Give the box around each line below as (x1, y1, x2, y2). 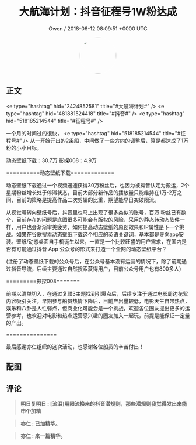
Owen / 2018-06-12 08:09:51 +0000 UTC (48, 25, 148, 32)
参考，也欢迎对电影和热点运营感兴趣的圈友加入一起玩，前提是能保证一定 (10, 311, 185, 319)
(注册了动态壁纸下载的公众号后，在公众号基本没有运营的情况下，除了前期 (6, 258, 182, 265)
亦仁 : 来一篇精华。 (20, 432, 66, 439)
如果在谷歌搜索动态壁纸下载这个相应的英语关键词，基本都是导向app (16, 231, 179, 238)
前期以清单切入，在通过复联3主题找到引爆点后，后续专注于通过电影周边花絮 (6, 290, 188, 297)
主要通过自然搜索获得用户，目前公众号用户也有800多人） (46, 265, 185, 272)
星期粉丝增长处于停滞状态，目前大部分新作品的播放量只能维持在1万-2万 (6, 189, 177, 196)
